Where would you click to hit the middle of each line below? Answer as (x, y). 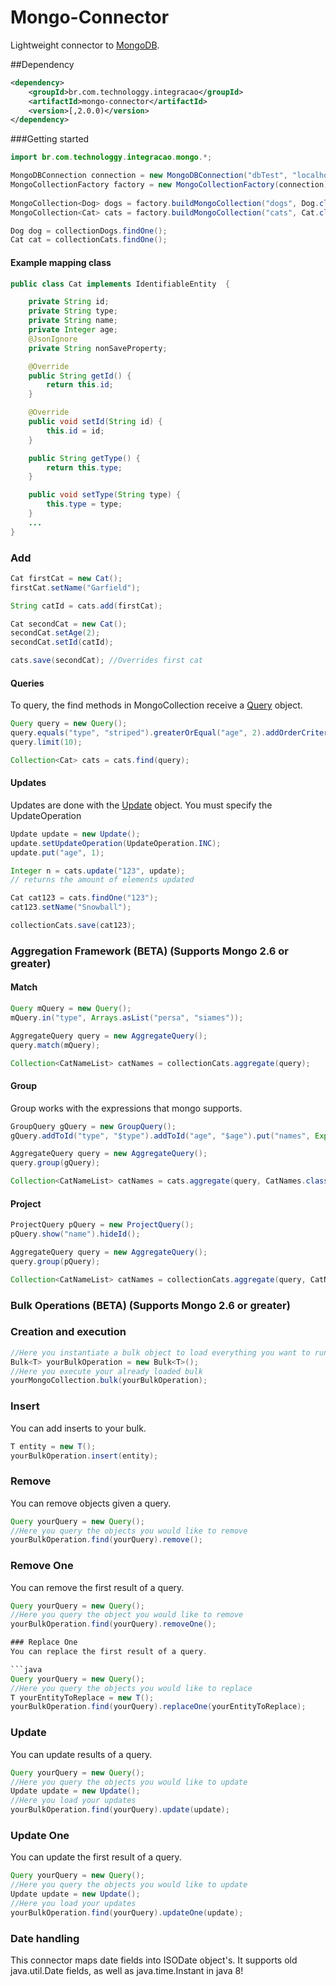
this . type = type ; (84, 504)
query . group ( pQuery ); (55, 1261)
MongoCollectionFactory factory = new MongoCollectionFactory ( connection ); (171, 185)
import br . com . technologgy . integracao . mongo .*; (111, 157)
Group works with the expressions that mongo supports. (126, 1108)
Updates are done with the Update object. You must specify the (141, 805)
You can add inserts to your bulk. (78, 1428)
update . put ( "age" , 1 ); (57, 852)
